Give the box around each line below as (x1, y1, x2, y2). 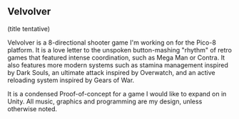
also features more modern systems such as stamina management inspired (7, 60, 228, 69)
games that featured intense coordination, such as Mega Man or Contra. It (7, 53, 225, 62)
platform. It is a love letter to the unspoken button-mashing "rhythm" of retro (7, 45, 232, 54)
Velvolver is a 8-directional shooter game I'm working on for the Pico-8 (7, 38, 216, 47)
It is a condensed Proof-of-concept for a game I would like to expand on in (7, 89, 227, 98)
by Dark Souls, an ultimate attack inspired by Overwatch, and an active (7, 68, 215, 76)
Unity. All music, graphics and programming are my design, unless (7, 97, 203, 106)
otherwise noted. (7, 104, 58, 113)
